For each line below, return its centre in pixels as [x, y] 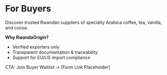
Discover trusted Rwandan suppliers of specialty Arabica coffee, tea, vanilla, [83, 22]
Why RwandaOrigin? [27, 37]
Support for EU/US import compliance [51, 57]
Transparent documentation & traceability [55, 52]
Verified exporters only [36, 47]
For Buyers [28, 9]
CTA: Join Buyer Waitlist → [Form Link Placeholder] [58, 67]
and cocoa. [17, 27]
